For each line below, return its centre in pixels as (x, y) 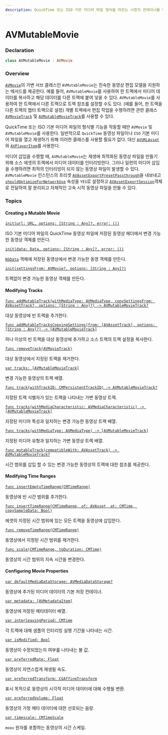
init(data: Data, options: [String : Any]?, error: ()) (64, 249)
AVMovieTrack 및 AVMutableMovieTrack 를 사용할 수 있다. (60, 116)
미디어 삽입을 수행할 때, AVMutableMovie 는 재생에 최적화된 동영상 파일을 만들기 (81, 156)
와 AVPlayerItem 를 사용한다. (33, 146)
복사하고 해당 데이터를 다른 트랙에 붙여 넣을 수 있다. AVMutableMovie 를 (86, 98)
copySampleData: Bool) (29, 511)
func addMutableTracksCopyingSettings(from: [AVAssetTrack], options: (80, 325)
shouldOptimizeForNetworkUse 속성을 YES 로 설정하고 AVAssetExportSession (80, 181)
